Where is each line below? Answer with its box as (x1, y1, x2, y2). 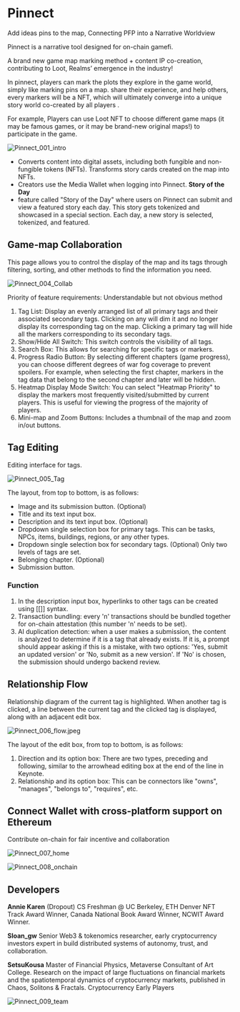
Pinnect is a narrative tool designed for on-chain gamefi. (7, 42, 174, 51)
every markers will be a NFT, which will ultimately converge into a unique (7, 93, 222, 101)
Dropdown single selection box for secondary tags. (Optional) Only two (17, 540, 228, 548)
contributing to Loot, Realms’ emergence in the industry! (7, 64, 174, 72)
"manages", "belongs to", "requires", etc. (17, 784, 138, 793)
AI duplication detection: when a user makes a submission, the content (17, 627, 226, 635)
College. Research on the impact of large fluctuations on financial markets (7, 968, 226, 977)
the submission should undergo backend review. (17, 658, 161, 666)
